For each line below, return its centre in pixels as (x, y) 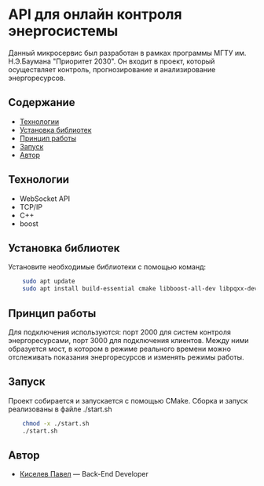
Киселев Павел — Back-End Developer (84, 474)
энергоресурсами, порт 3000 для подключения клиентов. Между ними (128, 340)
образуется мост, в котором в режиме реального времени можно (120, 349)
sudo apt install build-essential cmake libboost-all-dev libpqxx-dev (140, 289)
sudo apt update (49, 281)
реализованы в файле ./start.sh (60, 409)
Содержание (42, 102)
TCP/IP (31, 206)
